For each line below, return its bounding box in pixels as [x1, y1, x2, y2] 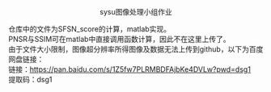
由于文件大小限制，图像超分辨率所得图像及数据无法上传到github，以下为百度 [8, 44, 264, 54]
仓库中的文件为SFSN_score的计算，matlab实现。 [8, 24, 171, 34]
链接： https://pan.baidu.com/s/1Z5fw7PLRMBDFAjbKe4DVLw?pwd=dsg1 [8, 65, 251, 74]
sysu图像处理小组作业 [100, 7, 172, 16]
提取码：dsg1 [8, 75, 53, 84]
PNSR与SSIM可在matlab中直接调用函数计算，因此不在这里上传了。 [8, 35, 231, 44]
